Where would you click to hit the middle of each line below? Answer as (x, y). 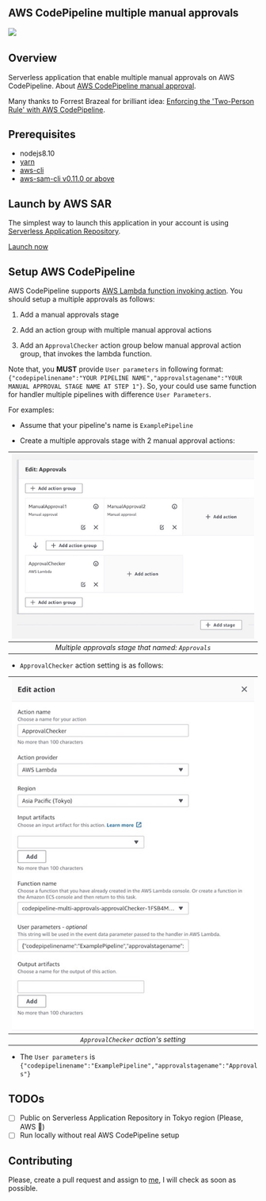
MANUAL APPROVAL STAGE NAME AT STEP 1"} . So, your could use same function (133, 386)
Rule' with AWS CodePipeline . (57, 110)
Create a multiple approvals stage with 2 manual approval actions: (127, 441)
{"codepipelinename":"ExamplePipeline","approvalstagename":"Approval (139, 1066)
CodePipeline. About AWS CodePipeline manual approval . (102, 86)
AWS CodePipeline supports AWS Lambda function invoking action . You (125, 291)
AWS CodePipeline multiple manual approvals (123, 13)
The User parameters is (57, 1057)
